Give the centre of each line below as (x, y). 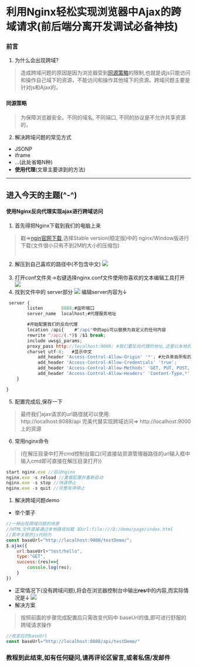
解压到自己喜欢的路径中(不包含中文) (58, 264)
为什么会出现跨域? (36, 60)
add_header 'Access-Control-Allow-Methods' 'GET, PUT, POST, (114, 368)
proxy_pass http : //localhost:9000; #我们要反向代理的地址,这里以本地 (107, 346)
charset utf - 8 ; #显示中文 (60, 352)
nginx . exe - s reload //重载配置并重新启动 (55, 478)
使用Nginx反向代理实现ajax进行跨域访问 (55, 211)
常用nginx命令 (31, 441)
